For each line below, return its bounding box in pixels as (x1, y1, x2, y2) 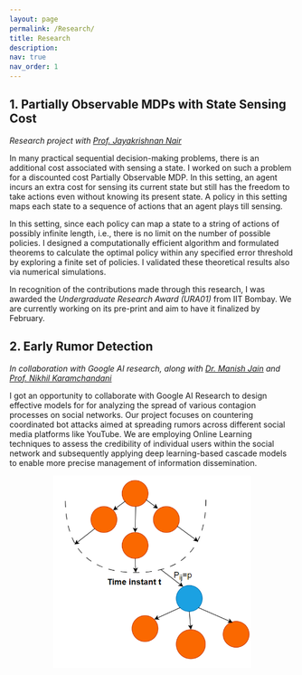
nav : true (9, 52, 47, 62)
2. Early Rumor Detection (9, 339, 154, 355)
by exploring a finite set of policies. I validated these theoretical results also (9, 256, 290, 267)
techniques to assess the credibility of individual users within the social (9, 438, 275, 449)
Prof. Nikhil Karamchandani (9, 372, 112, 384)
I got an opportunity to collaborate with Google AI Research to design (9, 390, 268, 401)
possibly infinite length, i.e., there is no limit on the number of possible (9, 227, 271, 239)
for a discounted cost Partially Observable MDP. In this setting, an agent (9, 172, 278, 183)
